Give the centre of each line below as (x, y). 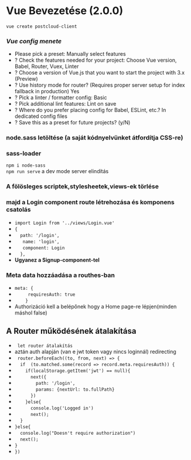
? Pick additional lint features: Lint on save (65, 104)
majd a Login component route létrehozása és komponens (90, 202)
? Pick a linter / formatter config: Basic (61, 97)
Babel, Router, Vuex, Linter (47, 66)
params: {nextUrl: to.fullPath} (75, 389)
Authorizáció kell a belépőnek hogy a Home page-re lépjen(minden (95, 306)
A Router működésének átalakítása (71, 331)
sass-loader (24, 154)
